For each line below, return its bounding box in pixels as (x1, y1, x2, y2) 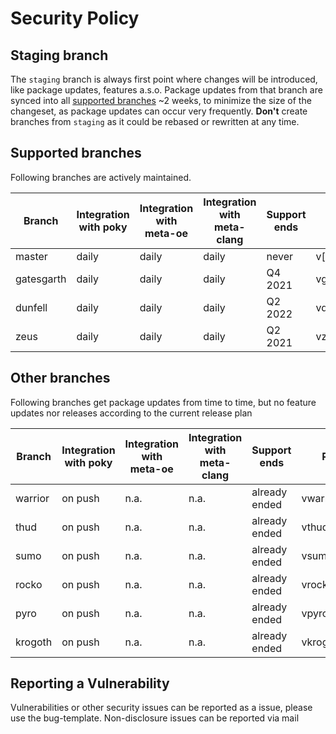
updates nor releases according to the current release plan (10, 407, 253, 419)
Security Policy (10, 7, 140, 30)
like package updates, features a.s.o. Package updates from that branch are (10, 84, 323, 96)
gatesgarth (15, 272, 67, 286)
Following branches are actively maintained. (10, 171, 192, 183)
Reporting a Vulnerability (10, 675, 170, 692)
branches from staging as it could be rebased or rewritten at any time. (10, 116, 300, 127)
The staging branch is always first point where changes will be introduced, (10, 73, 318, 85)
